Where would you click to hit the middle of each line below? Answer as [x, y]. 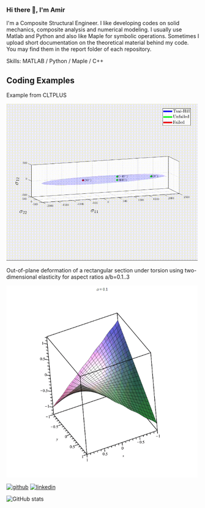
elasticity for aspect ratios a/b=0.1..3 [84, 277]
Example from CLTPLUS [37, 95]
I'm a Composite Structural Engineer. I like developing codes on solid [93, 23]
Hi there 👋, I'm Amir [36, 10]
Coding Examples [41, 80]
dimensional [22, 277]
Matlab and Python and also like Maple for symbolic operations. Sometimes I [103, 36]
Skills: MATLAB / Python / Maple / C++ [55, 61]
